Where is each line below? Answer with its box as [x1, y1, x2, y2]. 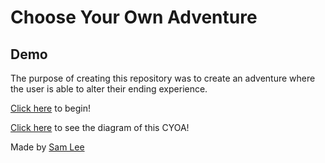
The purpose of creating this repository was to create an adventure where [10, 72, 316, 84]
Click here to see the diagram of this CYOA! [10, 122, 190, 133]
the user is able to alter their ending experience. [10, 83, 208, 95]
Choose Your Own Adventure [10, 6, 258, 29]
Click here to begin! [10, 102, 92, 114]
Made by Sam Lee [10, 141, 85, 153]
